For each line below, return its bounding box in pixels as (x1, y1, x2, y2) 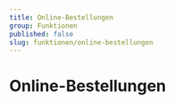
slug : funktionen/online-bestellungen (9, 37, 153, 47)
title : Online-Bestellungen (9, 12, 114, 22)
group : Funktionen (9, 21, 78, 30)
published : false (9, 29, 74, 38)
